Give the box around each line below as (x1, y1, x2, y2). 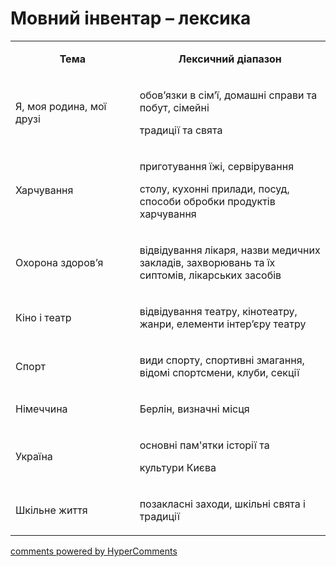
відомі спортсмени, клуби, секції (139, 365, 300, 379)
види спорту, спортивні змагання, (139, 353, 305, 367)
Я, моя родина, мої (15, 99, 107, 113)
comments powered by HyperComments (10, 545, 178, 557)
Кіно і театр (15, 310, 72, 324)
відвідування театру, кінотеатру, (139, 304, 298, 318)
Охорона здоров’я (15, 255, 104, 269)
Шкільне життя (15, 503, 88, 517)
